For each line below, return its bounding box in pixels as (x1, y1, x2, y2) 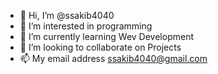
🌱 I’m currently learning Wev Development (19, 31, 194, 42)
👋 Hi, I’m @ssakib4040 (19, 10, 115, 21)
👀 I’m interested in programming (19, 20, 153, 32)
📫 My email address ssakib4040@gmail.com (19, 53, 208, 64)
